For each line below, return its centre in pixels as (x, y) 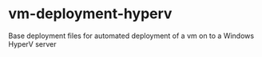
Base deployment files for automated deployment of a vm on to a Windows (131, 36)
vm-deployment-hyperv (90, 14)
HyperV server (33, 44)
